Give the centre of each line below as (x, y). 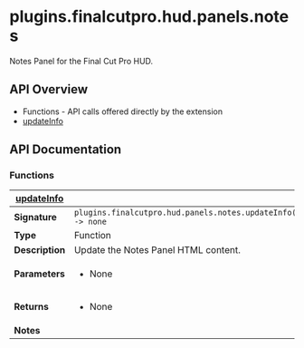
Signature (35, 217)
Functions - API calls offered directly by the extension (123, 111)
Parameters (39, 274)
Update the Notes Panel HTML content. (157, 250)
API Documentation (66, 150)
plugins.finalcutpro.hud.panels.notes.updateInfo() (187, 213)
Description (40, 250)
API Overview (49, 89)
